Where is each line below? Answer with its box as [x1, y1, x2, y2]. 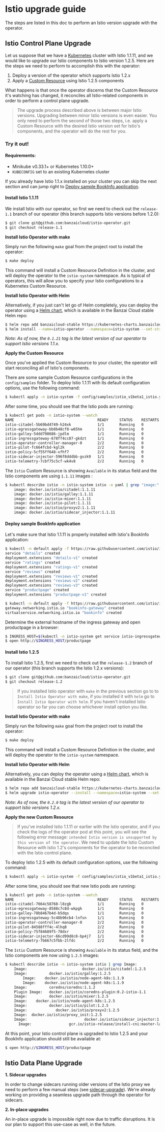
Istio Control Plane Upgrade [5, 39, 91, 48]
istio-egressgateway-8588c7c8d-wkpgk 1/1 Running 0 [5, 906, 144, 911]
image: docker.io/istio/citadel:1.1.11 [14, 487, 96, 492]
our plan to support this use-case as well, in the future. [5, 1122, 116, 1128]
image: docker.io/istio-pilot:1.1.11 [14, 501, 91, 506]
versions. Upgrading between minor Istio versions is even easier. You [17, 112, 157, 118]
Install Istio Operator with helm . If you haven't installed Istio [17, 699, 146, 705]
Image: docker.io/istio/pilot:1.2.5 [14, 1003, 109, 1008]
